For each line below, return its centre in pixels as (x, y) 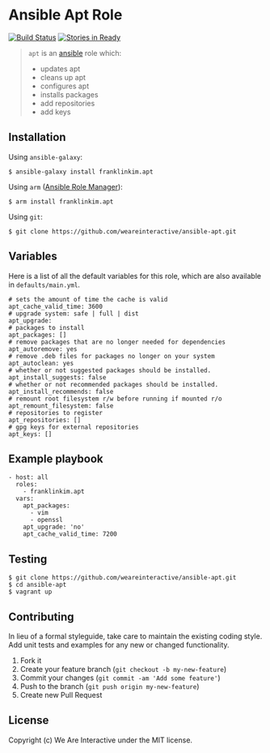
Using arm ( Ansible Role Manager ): (65, 186)
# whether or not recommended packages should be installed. (114, 384)
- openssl (46, 520)
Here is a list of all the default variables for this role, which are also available (135, 276)
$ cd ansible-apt (38, 585)
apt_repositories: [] (45, 420)
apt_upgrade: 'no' (54, 527)
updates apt (60, 68)
